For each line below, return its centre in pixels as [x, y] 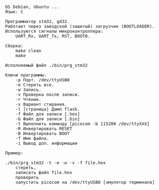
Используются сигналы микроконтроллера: [54, 31]
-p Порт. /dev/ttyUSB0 [43, 80]
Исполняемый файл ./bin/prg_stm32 [46, 65]
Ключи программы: [26, 75]
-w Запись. [28, 90]
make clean [28, 51]
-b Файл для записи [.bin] [48, 119]
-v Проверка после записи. [48, 95]
